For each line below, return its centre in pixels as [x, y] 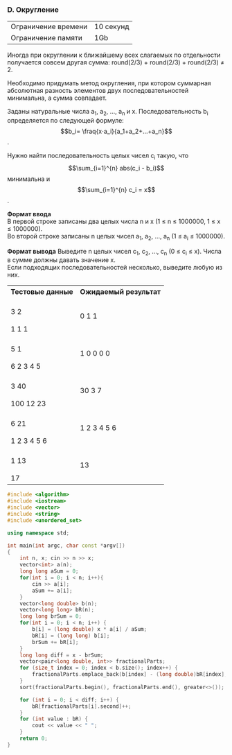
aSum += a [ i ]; [52, 591]
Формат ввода [29, 214]
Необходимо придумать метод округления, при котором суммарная [109, 83]
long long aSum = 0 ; [49, 571]
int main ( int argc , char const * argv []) [66, 546]
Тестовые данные [42, 292]
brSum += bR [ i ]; [55, 642]
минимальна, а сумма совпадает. [57, 98]
